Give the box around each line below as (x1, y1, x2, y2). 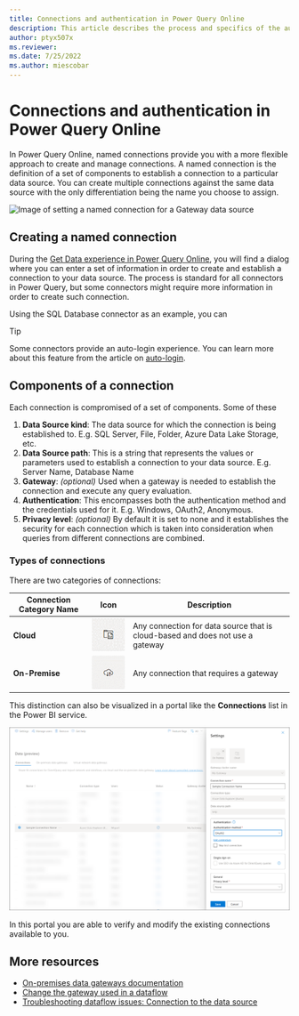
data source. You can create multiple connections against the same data (9, 177, 274, 188)
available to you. (9, 928, 69, 939)
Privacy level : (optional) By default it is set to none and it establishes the (21, 513, 289, 524)
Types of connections (9, 554, 106, 567)
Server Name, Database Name (21, 466, 134, 477)
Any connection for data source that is (133, 620, 273, 631)
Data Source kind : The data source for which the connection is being (21, 419, 277, 430)
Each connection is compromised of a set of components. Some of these (9, 401, 278, 413)
